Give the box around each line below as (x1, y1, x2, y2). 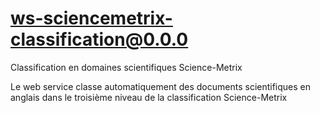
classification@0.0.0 (10, 28, 189, 51)
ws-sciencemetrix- (10, 7, 173, 30)
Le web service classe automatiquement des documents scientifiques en (10, 80, 312, 92)
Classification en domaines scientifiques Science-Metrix (10, 61, 243, 73)
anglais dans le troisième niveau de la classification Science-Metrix (10, 91, 288, 103)
